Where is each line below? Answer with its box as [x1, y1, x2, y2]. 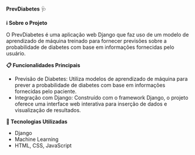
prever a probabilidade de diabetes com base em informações [14, 82, 166, 88]
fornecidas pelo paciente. [14, 88, 77, 95]
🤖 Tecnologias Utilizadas [6, 118, 68, 125]
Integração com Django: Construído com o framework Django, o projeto [14, 94, 189, 101]
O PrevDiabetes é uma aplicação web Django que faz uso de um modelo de [6, 31, 189, 38]
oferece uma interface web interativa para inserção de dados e [14, 100, 167, 107]
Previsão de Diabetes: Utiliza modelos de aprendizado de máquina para [14, 75, 188, 82]
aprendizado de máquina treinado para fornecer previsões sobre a [6, 38, 167, 44]
